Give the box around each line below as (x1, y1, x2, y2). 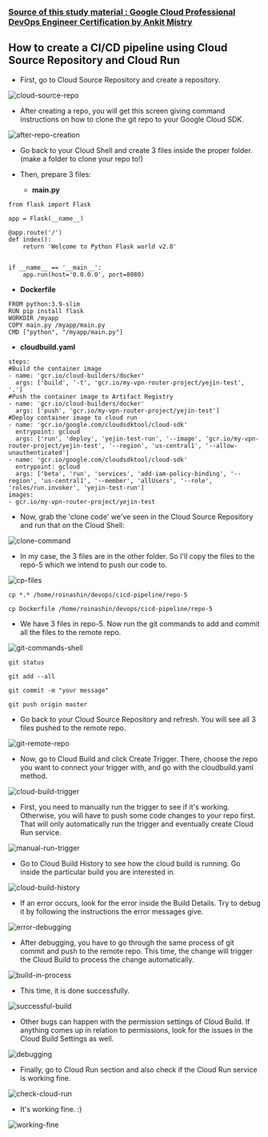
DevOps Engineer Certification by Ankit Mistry (8, 16, 193, 27)
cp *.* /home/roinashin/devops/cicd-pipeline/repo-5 (8, 591, 188, 599)
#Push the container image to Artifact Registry (8, 392, 174, 400)
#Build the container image (8, 364, 102, 372)
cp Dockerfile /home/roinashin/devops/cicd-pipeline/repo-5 (8, 605, 214, 613)
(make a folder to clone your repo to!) (19, 154, 144, 163)
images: (8, 491, 34, 499)
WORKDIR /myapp (8, 314, 59, 322)
